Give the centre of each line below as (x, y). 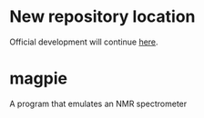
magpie (39, 79)
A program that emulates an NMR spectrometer (98, 103)
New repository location (102, 17)
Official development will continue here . (84, 42)
